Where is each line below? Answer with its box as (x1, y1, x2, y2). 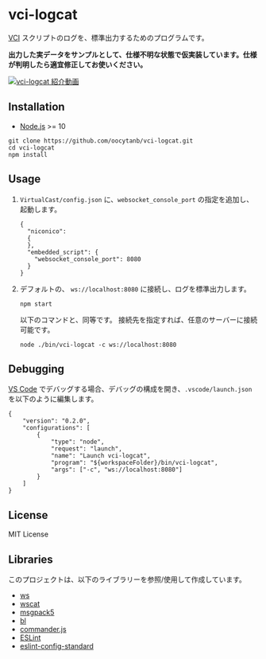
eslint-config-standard (19, 641, 94, 650)
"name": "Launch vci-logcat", (50, 452, 151, 460)
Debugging (8, 362, 65, 376)
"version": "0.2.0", (22, 417, 91, 425)
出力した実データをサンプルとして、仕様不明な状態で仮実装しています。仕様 (8, 49, 257, 59)
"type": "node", (50, 438, 105, 446)
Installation (8, 100, 65, 114)
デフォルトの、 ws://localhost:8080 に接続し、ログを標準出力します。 (19, 284, 252, 294)
